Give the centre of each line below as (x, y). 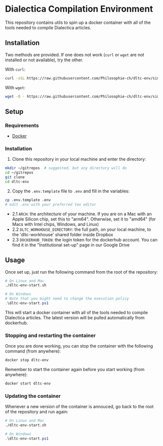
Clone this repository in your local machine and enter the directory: (79, 159)
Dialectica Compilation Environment (79, 9)
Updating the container (33, 396)
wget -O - (15, 96)
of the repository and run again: (37, 412)
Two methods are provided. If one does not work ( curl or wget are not (75, 55)
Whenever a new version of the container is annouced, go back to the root (79, 407)
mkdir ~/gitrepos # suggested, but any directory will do (66, 168)
